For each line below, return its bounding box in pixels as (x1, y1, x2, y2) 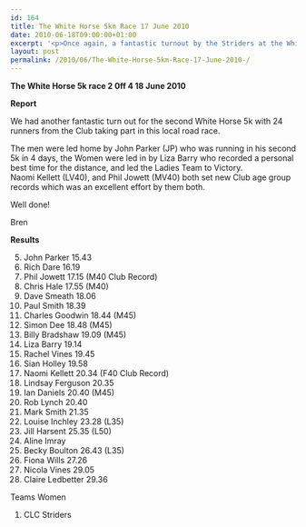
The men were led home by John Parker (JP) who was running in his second (10, 143, 297, 154)
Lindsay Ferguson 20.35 (23, 378, 114, 388)
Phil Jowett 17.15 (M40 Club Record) (23, 272, 158, 282)
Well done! (10, 199, 51, 210)
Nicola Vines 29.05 (23, 464, 94, 475)
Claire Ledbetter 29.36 (23, 474, 108, 484)
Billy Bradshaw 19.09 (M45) (23, 329, 127, 340)
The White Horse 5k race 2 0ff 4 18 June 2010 (10, 81, 187, 91)
